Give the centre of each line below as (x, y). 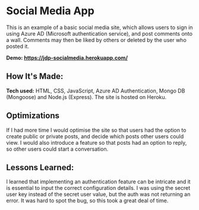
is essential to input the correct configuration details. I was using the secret (98, 188)
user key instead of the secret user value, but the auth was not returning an (98, 195)
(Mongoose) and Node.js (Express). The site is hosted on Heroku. (86, 97)
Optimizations (33, 116)
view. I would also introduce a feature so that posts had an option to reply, (97, 142)
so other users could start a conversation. (57, 149)
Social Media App (50, 11)
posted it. (18, 46)
